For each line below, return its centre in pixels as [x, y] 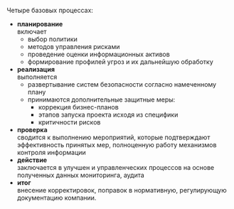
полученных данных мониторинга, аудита [81, 175]
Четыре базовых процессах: [50, 10]
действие [32, 160]
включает [32, 32]
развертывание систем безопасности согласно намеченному [122, 84]
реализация [36, 69]
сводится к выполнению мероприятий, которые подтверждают [113, 137]
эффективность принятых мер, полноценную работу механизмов [117, 145]
